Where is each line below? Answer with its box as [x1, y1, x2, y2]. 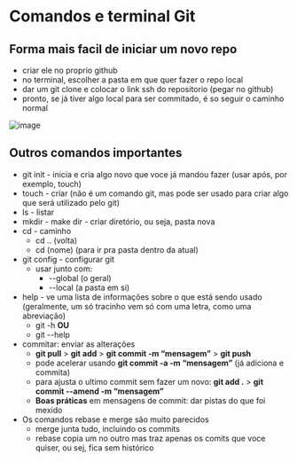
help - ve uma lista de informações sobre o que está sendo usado [21, 291, 263, 302]
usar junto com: [35, 263, 93, 274]
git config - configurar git [21, 254, 115, 264]
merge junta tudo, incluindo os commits [35, 423, 180, 434]
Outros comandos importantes [9, 145, 183, 161]
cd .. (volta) [35, 235, 78, 246]
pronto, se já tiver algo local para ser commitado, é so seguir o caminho [21, 93, 285, 104]
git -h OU [35, 319, 69, 330]
